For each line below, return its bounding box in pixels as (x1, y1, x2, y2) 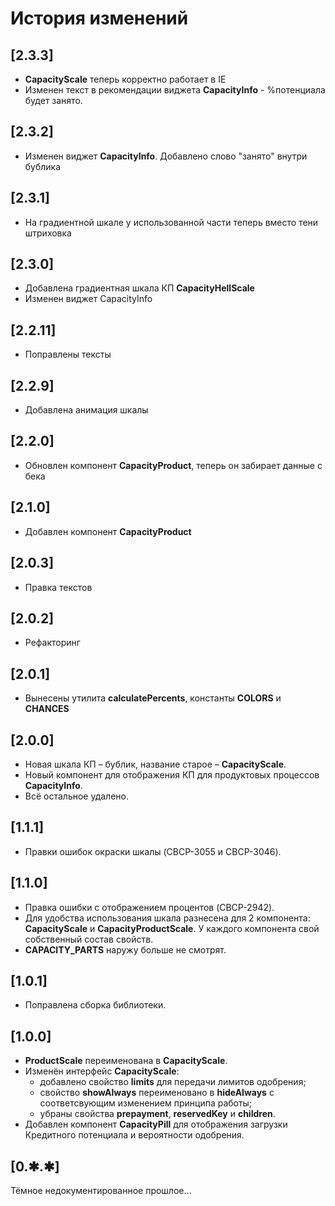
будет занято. (24, 95, 83, 106)
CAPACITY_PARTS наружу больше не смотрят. (24, 943, 227, 956)
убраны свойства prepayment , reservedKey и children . (39, 1108, 276, 1120)
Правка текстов (24, 581, 93, 593)
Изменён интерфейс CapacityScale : (24, 1065, 180, 1077)
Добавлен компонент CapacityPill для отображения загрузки (24, 1118, 288, 1131)
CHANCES (24, 703, 70, 715)
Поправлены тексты (24, 348, 112, 361)
